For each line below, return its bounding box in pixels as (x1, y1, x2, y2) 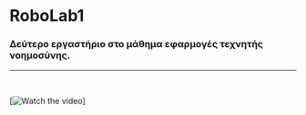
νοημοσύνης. (9, 49, 71, 62)
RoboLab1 (9, 5, 85, 26)
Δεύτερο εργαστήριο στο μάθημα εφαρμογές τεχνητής (9, 38, 264, 51)
